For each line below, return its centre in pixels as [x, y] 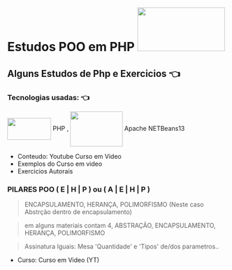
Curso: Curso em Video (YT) [58, 260]
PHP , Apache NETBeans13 [118, 128]
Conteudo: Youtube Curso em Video [70, 156]
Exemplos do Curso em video [60, 164]
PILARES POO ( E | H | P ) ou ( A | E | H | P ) [79, 189]
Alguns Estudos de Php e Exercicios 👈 [94, 73]
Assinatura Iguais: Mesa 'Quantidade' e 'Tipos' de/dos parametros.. [122, 247]
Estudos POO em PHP [71, 47]
